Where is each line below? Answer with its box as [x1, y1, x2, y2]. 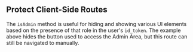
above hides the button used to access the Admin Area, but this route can [6, 32, 188, 40]
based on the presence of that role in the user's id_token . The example [6, 27, 181, 34]
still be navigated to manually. [6, 39, 79, 46]
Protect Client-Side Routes [6, 5, 108, 15]
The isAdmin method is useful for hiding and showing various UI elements [6, 20, 187, 27]
